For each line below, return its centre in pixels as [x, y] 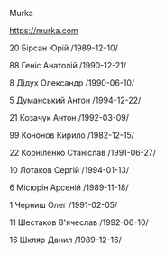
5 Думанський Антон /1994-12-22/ [75, 100]
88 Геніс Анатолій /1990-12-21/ [68, 65]
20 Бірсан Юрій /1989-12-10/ [64, 48]
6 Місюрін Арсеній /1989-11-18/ [69, 187]
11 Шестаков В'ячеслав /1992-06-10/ [79, 222]
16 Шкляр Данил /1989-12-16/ [65, 240]
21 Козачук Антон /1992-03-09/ [69, 118]
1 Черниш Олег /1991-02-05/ [64, 205]
